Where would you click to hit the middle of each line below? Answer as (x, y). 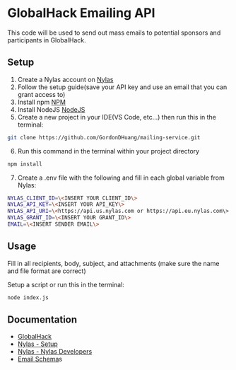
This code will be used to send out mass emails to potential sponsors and (114, 33)
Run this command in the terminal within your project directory (108, 151)
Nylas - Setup (37, 344)
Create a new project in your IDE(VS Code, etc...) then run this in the (117, 117)
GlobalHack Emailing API (81, 13)
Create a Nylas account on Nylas (65, 79)
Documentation (42, 319)
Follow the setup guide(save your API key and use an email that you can (122, 87)
